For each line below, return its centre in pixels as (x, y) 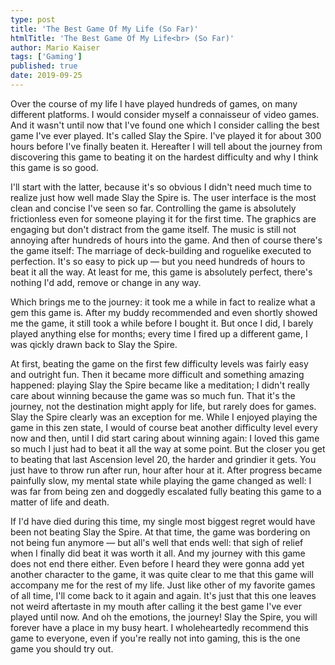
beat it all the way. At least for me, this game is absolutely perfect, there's (161, 272)
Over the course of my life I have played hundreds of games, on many (154, 103)
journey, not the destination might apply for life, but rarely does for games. (163, 406)
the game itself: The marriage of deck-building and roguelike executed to (161, 250)
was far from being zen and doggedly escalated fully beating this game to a (166, 491)
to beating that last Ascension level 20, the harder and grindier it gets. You (163, 459)
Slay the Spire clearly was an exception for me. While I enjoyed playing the (164, 417)
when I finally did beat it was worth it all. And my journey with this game (158, 553)
